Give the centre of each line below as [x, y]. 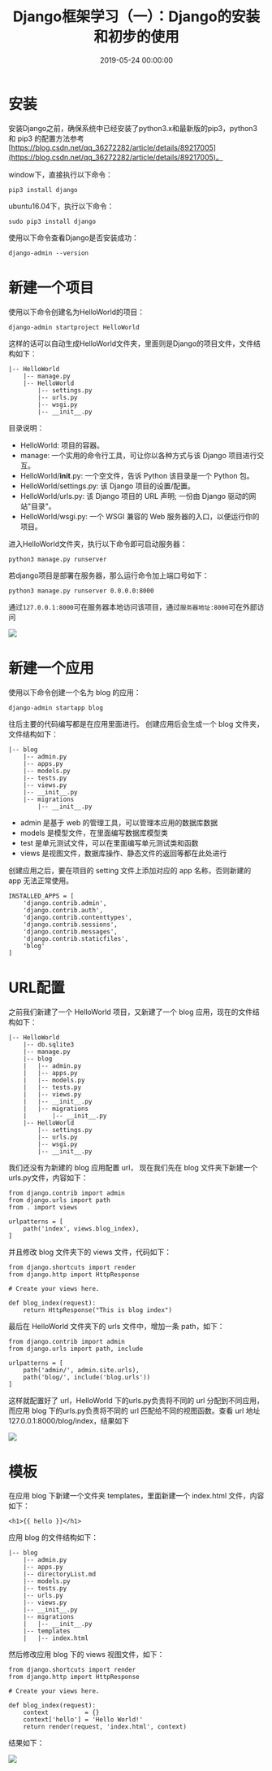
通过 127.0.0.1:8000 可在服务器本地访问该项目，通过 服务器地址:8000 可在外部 [133, 606]
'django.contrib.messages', [70, 931]
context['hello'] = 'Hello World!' [83, 1720]
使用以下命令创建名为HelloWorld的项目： [76, 312]
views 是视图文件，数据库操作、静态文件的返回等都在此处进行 [123, 853]
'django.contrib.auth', [63, 910]
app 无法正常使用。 [41, 881]
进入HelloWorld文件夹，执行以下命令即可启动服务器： [98, 544]
